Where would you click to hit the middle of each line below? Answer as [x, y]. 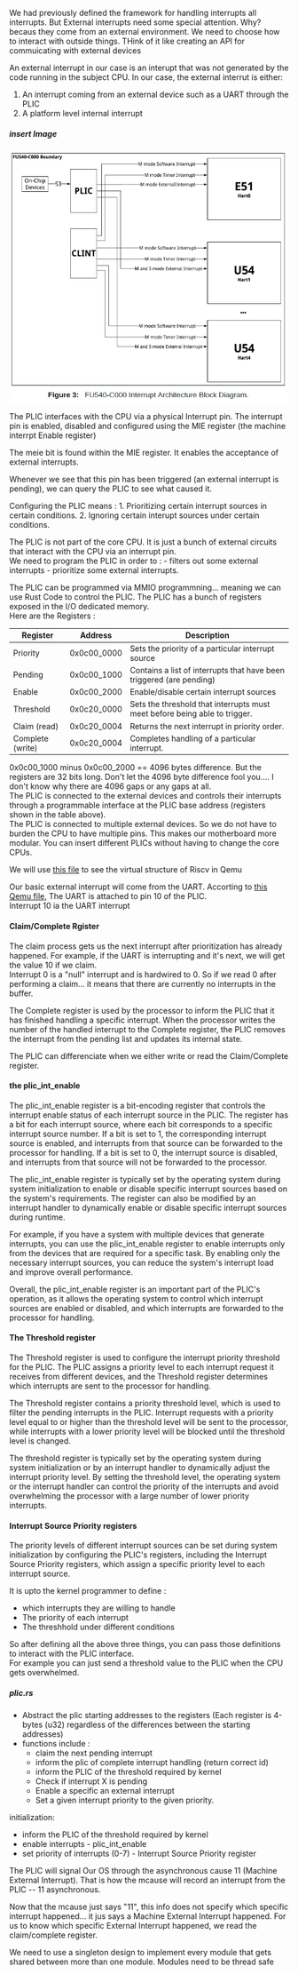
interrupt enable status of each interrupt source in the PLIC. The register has [149, 1115]
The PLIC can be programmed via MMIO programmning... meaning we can [145, 587]
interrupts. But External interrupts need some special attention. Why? [135, 22]
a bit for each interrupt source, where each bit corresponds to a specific [141, 1124]
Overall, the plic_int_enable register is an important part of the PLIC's [135, 1289]
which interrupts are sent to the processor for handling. [110, 1386]
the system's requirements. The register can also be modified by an [133, 1198]
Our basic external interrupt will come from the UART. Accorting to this [138, 887]
